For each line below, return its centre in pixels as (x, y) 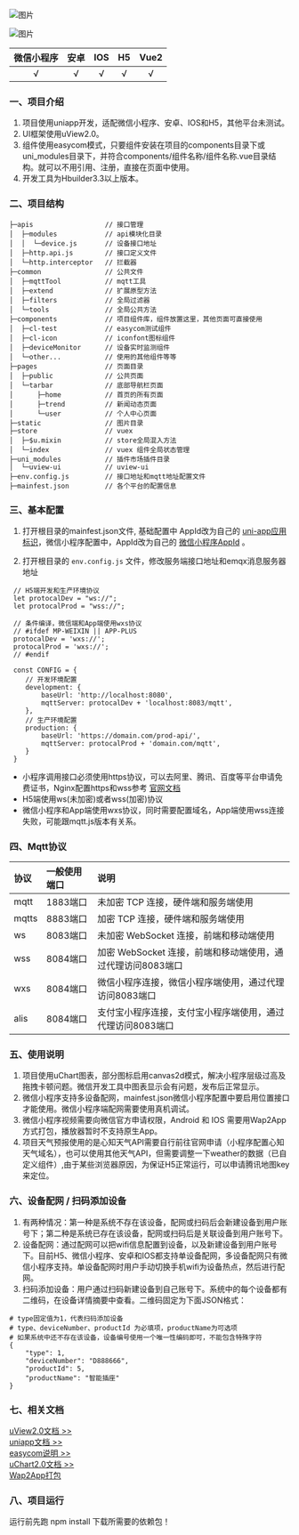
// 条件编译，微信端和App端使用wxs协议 (77, 623)
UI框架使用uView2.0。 (63, 134)
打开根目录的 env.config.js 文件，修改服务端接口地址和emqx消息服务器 (154, 561)
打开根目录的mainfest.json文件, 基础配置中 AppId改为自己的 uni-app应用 (154, 530)
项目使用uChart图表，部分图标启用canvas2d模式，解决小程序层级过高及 (154, 1076)
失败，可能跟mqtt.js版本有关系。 (81, 821)
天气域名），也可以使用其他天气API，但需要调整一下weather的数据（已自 (154, 1153)
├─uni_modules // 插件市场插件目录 (90, 459)
